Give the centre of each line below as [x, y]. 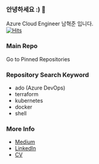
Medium [25, 142]
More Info [21, 129]
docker [24, 107]
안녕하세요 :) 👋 [26, 9]
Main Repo [22, 46]
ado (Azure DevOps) [40, 88]
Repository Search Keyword [48, 74]
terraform [27, 94]
